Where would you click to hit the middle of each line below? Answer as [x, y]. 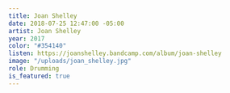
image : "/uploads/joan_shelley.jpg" [70, 61]
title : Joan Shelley [43, 16]
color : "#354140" [38, 46]
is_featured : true [39, 76]
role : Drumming [34, 69]
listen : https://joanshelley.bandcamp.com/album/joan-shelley [115, 53]
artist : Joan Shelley [45, 31]
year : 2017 [27, 38]
